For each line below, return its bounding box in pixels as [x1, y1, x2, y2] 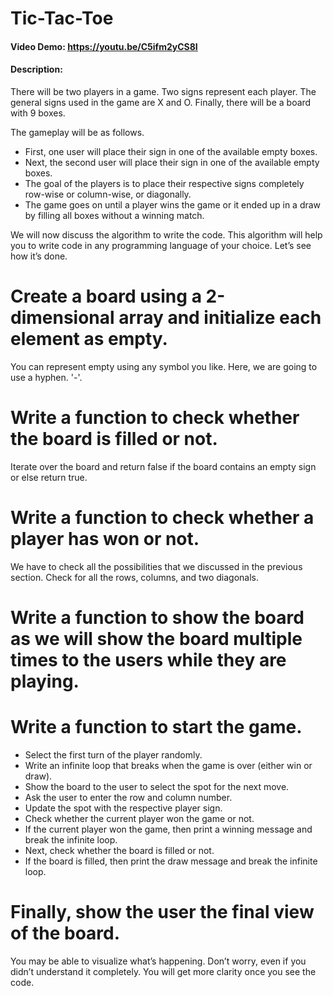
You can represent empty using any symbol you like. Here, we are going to [10, 360, 318, 372]
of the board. [10, 922, 121, 945]
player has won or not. [10, 528, 200, 551]
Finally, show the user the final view [10, 901, 315, 924]
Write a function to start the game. [10, 716, 303, 739]
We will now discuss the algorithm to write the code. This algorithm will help [10, 228, 323, 241]
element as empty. [10, 328, 168, 351]
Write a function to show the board [10, 606, 305, 629]
